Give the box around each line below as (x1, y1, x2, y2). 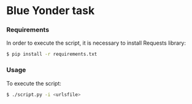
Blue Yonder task (6, 4, 95, 18)
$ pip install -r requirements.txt (6, 51, 98, 58)
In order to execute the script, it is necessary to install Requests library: (6, 39, 186, 46)
